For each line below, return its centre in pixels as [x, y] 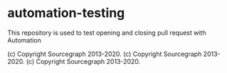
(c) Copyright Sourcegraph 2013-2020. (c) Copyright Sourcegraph [105, 54]
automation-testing [66, 13]
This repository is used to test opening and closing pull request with [107, 33]
